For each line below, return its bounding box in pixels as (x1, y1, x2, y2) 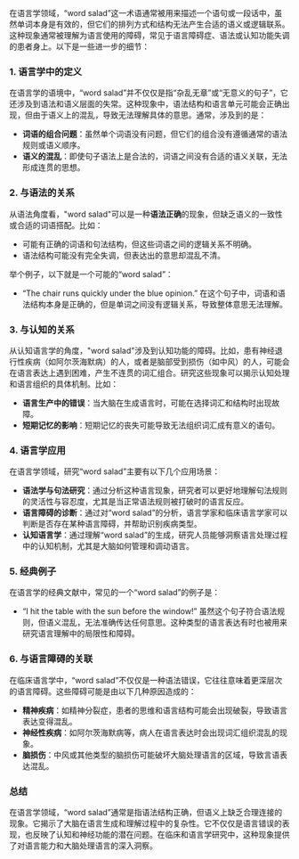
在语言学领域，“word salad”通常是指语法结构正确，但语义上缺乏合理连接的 (9, 807, 283, 818)
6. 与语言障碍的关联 (9, 653, 93, 666)
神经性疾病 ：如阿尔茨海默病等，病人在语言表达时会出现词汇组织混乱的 (21, 727, 280, 738)
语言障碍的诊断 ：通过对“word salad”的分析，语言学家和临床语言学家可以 (21, 507, 288, 519)
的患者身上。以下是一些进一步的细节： (9, 41, 149, 52)
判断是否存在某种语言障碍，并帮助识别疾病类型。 (21, 519, 202, 529)
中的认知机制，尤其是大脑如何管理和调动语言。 (21, 541, 194, 552)
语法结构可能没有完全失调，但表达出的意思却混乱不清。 (21, 250, 225, 260)
